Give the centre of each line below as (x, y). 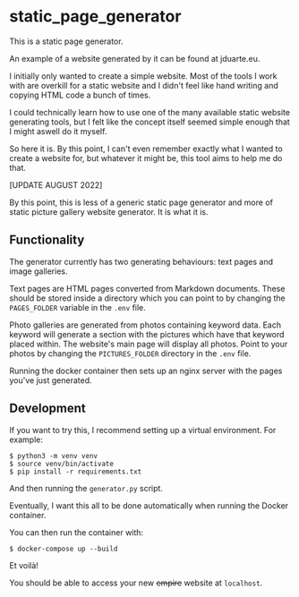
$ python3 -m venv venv (54, 456)
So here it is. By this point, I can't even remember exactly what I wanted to (146, 149)
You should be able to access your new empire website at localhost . (136, 583)
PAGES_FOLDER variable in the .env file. (77, 307)
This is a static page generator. (66, 41)
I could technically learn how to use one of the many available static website (150, 112)
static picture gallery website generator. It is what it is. (109, 211)
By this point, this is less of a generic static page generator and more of (141, 202)
